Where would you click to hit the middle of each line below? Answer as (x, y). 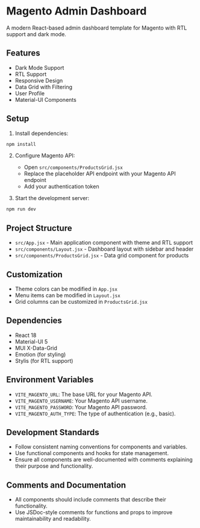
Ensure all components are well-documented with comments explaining (104, 460)
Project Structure (39, 228)
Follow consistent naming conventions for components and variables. (101, 447)
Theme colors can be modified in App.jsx (66, 289)
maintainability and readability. (53, 519)
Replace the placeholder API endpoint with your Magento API (100, 174)
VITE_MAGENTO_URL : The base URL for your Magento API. (83, 394)
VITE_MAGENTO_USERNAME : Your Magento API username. (81, 401)
